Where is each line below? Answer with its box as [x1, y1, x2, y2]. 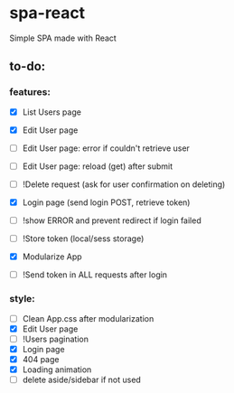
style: [9, 293, 36, 305]
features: [9, 86, 51, 98]
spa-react [9, 3, 86, 23]
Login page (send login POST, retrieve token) [22, 197, 191, 208]
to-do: [9, 59, 46, 74]
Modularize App [22, 251, 83, 262]
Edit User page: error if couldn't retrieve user [22, 143, 190, 154]
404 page [22, 353, 60, 364]
